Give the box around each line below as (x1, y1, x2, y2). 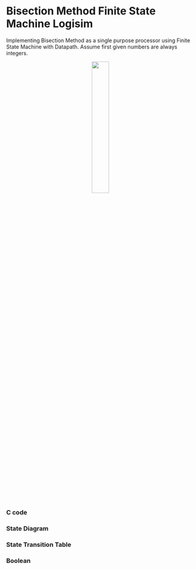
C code (6, 508, 27, 516)
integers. (6, 49, 28, 56)
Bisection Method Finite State (6, 4, 156, 18)
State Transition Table (6, 540, 72, 549)
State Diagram (6, 524, 49, 532)
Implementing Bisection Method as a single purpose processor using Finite (6, 37, 191, 44)
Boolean (6, 556, 31, 565)
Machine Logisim (6, 17, 93, 31)
